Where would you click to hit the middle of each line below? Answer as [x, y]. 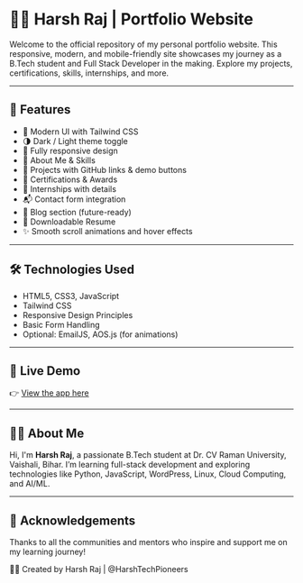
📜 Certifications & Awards [70, 179]
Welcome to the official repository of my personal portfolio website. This [143, 44]
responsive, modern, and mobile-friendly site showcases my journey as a [146, 53]
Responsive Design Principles [78, 314]
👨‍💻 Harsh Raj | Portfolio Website [132, 19]
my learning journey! [47, 551]
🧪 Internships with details [69, 188]
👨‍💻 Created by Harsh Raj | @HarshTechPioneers [99, 569]
